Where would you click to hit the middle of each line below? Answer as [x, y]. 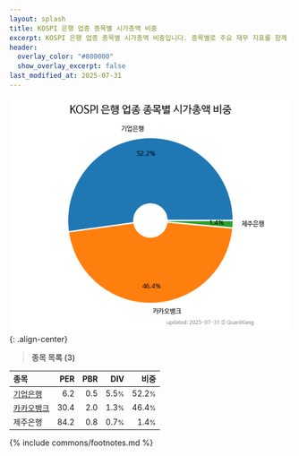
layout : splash [38, 19]
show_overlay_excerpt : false [72, 66]
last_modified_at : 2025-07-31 [66, 76]
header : [24, 47]
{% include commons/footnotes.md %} [81, 443]
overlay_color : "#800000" [66, 57]
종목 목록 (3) [53, 357]
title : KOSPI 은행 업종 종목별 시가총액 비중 [83, 28]
